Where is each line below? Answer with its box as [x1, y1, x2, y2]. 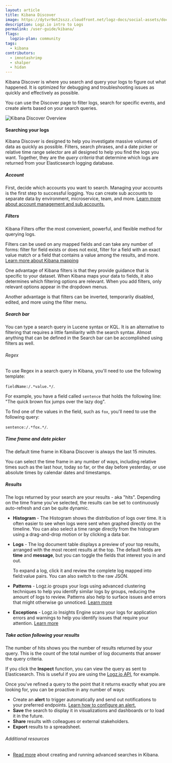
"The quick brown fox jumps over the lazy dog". [5, 399, 106, 405]
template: [5, 373, 26, 380]
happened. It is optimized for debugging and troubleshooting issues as [5, 84, 155, 90]
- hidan [10, 65, 27, 70]
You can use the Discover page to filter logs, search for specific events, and [5, 100, 165, 106]
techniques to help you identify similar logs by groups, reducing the [12, 589, 155, 595]
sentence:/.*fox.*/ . [5, 424, 48, 430]
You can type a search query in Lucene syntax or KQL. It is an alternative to [5, 324, 165, 330]
